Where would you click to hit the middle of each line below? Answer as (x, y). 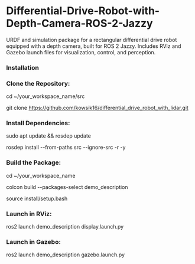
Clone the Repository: (38, 83)
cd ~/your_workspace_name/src (45, 96)
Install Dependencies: (38, 123)
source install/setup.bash (37, 198)
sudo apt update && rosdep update (49, 136)
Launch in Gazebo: (33, 242)
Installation (23, 67)
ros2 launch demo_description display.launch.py (65, 227)
